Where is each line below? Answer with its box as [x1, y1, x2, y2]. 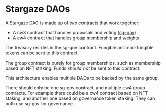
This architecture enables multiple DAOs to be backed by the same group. [5, 75, 159, 81]
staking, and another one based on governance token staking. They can [5, 95, 155, 101]
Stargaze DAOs [5, 3, 70, 15]
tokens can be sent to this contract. [5, 50, 79, 56]
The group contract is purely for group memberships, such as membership [5, 60, 161, 66]
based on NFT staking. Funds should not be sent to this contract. [5, 65, 141, 71]
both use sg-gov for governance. [5, 100, 74, 106]
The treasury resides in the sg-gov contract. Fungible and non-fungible [5, 44, 154, 50]
